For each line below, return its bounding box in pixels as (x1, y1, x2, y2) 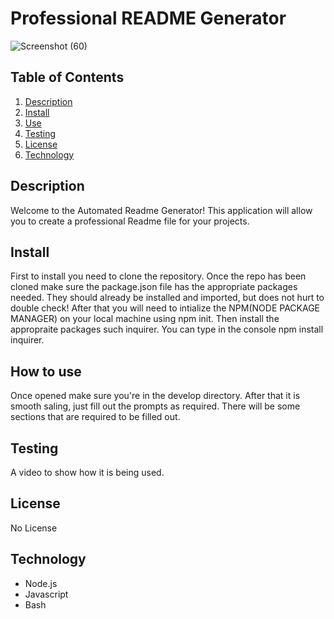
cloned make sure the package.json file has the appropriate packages (10, 281, 298, 293)
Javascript (24, 588, 69, 600)
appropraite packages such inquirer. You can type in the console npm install (10, 323, 324, 336)
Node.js (24, 577, 58, 589)
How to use (10, 363, 82, 380)
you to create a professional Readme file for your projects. (10, 215, 250, 227)
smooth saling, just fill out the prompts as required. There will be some (10, 400, 301, 412)
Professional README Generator (10, 7, 287, 30)
